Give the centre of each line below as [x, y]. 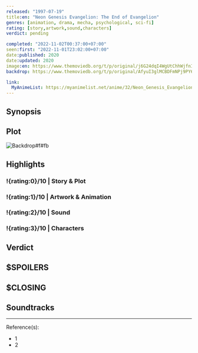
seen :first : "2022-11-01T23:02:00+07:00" [58, 50]
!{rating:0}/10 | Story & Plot [46, 181]
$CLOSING [26, 287]
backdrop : [18, 71]
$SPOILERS [27, 268]
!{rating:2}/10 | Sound [38, 213]
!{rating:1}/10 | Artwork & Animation [59, 197]
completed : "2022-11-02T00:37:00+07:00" [57, 44]
